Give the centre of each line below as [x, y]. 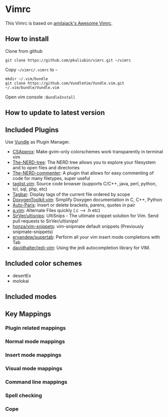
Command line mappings [36, 382]
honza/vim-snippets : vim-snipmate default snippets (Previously [78, 226]
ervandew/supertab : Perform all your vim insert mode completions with [86, 237]
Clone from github [24, 51]
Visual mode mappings [34, 369]
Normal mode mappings [35, 342]
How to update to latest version [55, 113]
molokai [21, 281]
